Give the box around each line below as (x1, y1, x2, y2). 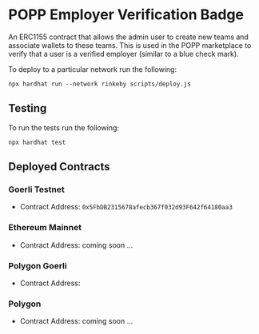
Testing (8, 101, 47, 115)
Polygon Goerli (8, 260, 67, 271)
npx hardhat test (8, 138, 66, 146)
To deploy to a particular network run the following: (8, 64, 177, 74)
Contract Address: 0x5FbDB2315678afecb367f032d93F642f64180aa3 (19, 202, 233, 212)
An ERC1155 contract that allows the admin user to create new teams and (8, 32, 249, 42)
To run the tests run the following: (8, 122, 120, 133)
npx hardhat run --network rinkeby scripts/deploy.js (8, 80, 192, 88)
